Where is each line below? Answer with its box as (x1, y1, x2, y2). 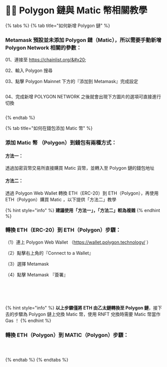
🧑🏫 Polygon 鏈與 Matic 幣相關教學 (5, 5, 148, 16)
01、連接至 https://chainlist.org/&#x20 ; (5, 57, 86, 63)
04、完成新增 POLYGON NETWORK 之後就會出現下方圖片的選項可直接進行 (5, 94, 161, 100)
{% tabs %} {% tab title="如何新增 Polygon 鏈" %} (5, 22, 110, 29)
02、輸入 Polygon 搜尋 (5, 67, 53, 74)
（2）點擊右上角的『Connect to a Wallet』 (5, 250, 94, 256)
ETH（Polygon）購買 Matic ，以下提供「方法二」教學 (5, 196, 117, 202)
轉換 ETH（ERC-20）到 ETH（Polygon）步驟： (5, 226, 121, 233)
